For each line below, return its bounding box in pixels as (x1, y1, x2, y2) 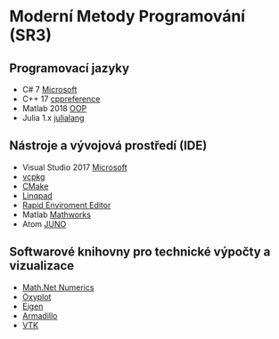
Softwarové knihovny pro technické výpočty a (9, 245, 271, 260)
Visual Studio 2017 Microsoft (21, 162, 127, 173)
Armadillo (21, 310, 58, 321)
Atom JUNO (21, 218, 67, 229)
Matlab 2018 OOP (21, 103, 87, 113)
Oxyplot (21, 291, 52, 302)
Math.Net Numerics (21, 282, 94, 293)
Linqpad (21, 190, 53, 201)
